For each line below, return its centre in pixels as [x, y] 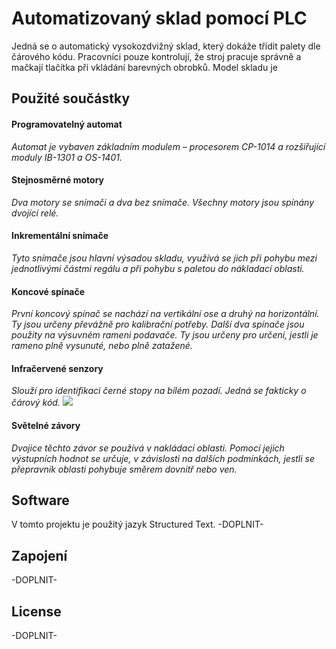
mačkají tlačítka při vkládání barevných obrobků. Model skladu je [144, 67]
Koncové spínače [48, 291]
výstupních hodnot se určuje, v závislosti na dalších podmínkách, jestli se [163, 458]
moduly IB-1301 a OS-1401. [67, 157]
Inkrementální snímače [60, 236]
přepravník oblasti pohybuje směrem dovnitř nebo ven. [124, 469]
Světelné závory [46, 425]
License [36, 611]
